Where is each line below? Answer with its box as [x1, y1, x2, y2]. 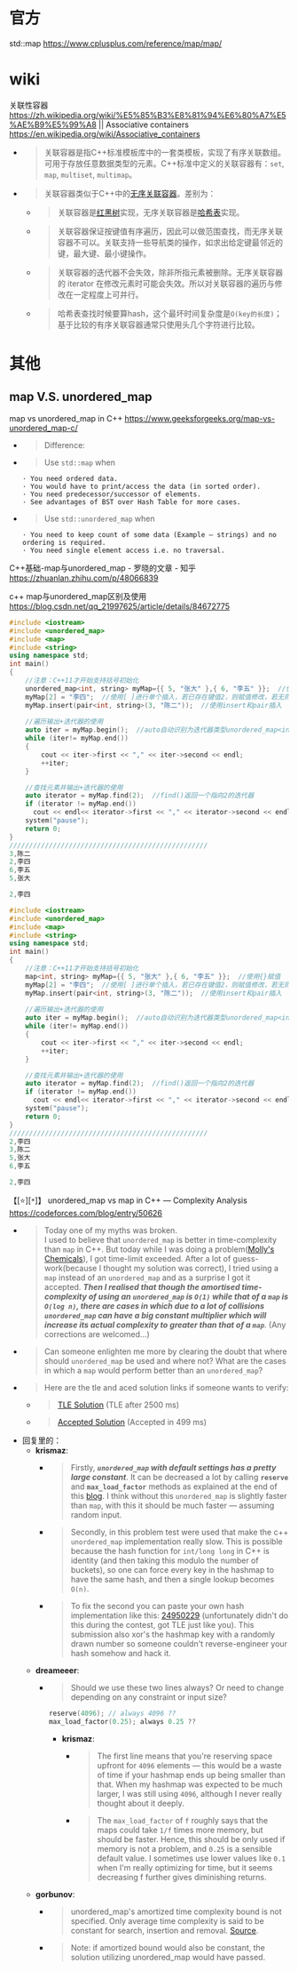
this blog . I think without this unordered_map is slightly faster [70, 1490, 287, 1501]
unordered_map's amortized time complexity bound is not [70, 1906, 282, 1917]
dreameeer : [35, 1664, 80, 1676]
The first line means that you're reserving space [97, 1751, 273, 1761]
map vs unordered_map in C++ [9, 413, 123, 423]
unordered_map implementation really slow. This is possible [70, 1535, 283, 1547]
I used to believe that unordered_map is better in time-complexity [43, 1234, 278, 1245]
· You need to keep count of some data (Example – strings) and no [21, 530, 277, 539]
